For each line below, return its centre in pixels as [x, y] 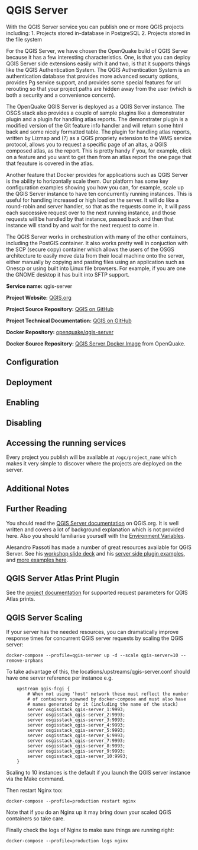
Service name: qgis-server [39, 286]
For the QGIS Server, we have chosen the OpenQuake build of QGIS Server [97, 50]
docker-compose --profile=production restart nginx [71, 801]
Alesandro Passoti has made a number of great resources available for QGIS [99, 547]
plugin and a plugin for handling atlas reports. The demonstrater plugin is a [97, 119]
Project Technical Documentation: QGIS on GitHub [69, 321]
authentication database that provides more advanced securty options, [92, 76]
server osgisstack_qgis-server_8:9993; [77, 746]
